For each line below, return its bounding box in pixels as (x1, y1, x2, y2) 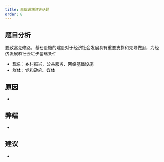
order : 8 (5, 12, 23, 17)
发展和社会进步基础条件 (9, 51, 57, 56)
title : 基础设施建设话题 (5, 7, 50, 12)
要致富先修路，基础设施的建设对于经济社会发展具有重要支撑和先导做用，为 (5, 45, 155, 51)
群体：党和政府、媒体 (12, 67, 55, 73)
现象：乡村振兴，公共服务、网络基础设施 (12, 61, 94, 67)
